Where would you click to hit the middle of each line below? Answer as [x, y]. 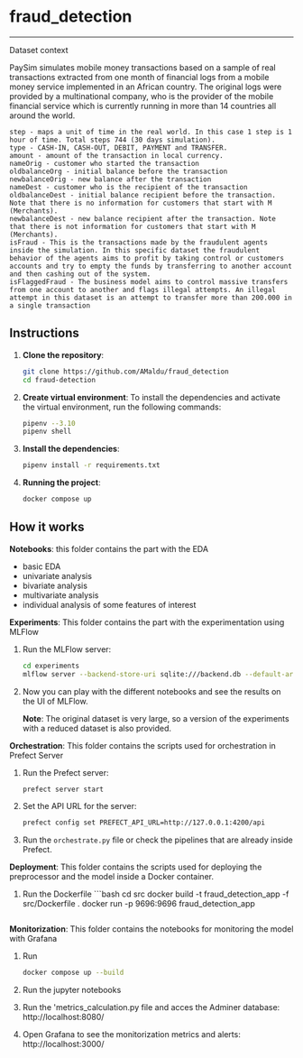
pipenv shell [47, 432]
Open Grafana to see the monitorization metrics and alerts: [131, 1035]
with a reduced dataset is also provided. [96, 728]
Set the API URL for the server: [79, 806]
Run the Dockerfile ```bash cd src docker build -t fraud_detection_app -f [156, 894]
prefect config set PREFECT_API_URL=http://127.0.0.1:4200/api [144, 823]
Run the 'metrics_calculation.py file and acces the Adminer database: [151, 1007]
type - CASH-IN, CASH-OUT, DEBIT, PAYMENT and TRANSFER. [119, 147]
